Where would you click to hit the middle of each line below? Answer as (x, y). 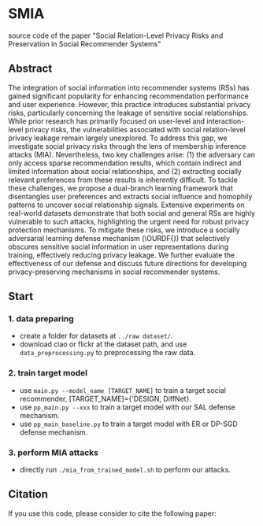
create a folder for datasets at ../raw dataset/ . (96, 336)
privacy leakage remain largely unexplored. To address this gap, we (118, 138)
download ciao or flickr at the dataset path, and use (103, 344)
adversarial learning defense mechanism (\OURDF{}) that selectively (119, 238)
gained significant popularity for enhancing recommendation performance (129, 96)
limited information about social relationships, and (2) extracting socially (125, 171)
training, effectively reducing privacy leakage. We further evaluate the (121, 255)
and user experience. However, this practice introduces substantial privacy (130, 104)
